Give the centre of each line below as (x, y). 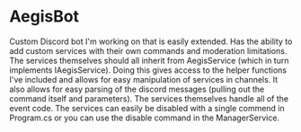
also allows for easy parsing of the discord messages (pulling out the (137, 89)
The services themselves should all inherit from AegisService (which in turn (149, 60)
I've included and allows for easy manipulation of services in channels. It (144, 79)
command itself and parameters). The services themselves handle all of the (149, 98)
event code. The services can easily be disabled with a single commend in (147, 108)
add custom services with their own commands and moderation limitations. (148, 50)
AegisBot (44, 17)
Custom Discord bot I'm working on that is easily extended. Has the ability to (151, 41)
